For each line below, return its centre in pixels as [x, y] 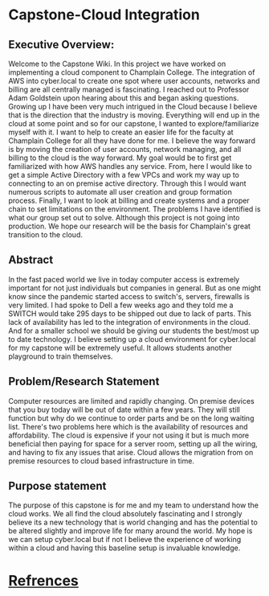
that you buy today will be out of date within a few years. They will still [124, 409]
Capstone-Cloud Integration [104, 15]
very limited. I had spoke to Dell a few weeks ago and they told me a [121, 305]
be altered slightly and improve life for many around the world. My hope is [130, 531]
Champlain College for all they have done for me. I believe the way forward [132, 141]
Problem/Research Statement [84, 382]
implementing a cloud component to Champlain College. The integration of [132, 72]
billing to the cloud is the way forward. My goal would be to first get [120, 158]
